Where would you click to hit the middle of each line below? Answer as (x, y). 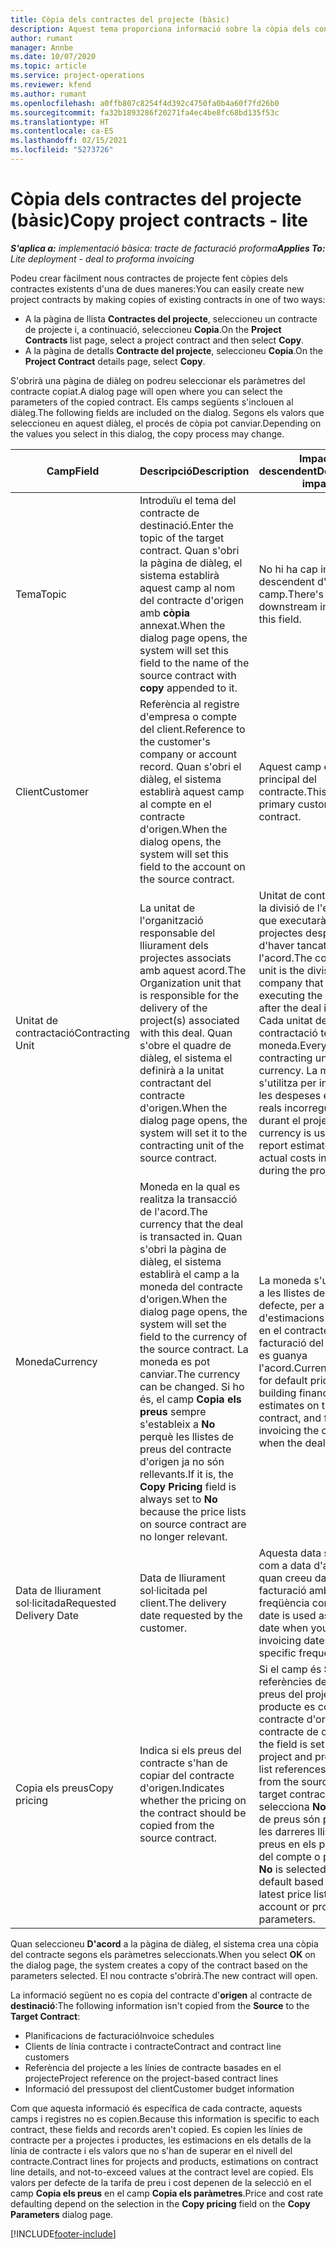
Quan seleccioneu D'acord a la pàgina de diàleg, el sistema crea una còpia (164, 1943)
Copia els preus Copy (64, 1788)
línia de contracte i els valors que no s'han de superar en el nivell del (151, 2150)
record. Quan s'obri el (190, 766)
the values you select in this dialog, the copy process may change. (147, 433)
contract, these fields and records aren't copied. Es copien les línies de (156, 2129)
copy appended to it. (188, 688)
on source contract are (193, 1524)
